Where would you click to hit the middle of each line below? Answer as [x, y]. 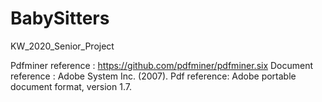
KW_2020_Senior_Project [62, 46]
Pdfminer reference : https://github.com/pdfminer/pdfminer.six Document [162, 65]
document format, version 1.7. [71, 86]
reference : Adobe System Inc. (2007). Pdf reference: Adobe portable [153, 76]
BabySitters [60, 18]
